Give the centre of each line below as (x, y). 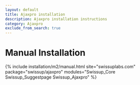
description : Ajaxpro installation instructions (56, 19)
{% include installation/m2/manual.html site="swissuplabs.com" (70, 67)
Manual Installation (45, 53)
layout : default (22, 10)
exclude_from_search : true (33, 28)
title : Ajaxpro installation (35, 14)
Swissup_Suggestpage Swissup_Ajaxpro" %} (51, 77)
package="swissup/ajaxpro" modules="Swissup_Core (60, 72)
